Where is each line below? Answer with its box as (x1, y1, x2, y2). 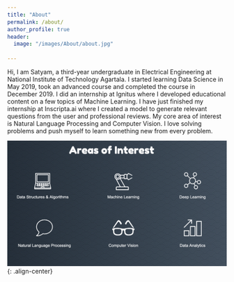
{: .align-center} (7, 267, 54, 275)
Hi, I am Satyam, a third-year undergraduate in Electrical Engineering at (7, 68, 212, 76)
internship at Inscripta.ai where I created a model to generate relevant (7, 105, 208, 113)
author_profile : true (7, 26, 70, 33)
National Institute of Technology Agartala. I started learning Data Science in (7, 75, 224, 83)
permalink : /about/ (7, 18, 64, 26)
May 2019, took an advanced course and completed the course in (7, 83, 196, 90)
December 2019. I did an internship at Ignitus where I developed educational (7, 90, 226, 98)
